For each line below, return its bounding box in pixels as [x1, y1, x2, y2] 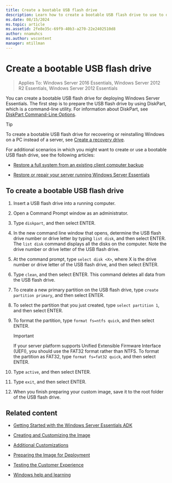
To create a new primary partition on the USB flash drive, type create [13, 287, 159, 293]
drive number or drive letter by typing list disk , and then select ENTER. [13, 235, 166, 241]
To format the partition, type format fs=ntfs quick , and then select [13, 317, 155, 324]
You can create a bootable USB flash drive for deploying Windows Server [6, 95, 160, 101]
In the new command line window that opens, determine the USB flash [13, 229, 161, 236]
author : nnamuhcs [6, 31, 43, 36]
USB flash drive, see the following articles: [6, 152, 95, 158]
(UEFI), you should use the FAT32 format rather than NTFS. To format [13, 348, 159, 354]
